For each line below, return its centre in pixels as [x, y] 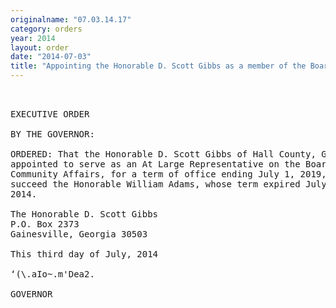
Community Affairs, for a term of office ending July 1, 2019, [168, 174]
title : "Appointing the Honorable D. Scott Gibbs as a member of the [158, 66]
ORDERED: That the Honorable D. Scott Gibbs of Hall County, [163, 154]
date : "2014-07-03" [51, 57]
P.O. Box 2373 [45, 224]
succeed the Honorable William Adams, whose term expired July [168, 184]
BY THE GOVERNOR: [52, 134]
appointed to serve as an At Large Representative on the [155, 164]
